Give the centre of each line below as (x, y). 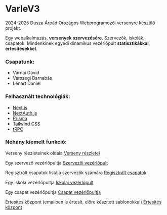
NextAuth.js (25, 113)
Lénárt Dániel (27, 83)
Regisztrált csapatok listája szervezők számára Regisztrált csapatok (76, 173)
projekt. (13, 28)
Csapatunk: (20, 62)
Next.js (20, 107)
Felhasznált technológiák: (38, 96)
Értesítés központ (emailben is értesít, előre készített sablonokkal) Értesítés (83, 202)
